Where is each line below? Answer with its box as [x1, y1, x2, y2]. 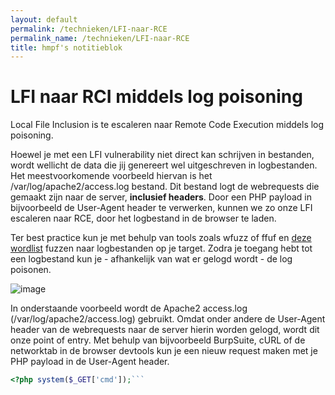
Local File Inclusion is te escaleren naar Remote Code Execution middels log [10, 119, 325, 131]
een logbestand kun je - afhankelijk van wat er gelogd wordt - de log [10, 253, 293, 265]
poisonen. [10, 264, 52, 276]
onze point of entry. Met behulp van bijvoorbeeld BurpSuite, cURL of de [10, 334, 306, 346]
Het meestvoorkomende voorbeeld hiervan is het [10, 170, 213, 182]
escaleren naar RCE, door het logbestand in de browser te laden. [10, 212, 277, 225]
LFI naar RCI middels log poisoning [10, 86, 303, 108]
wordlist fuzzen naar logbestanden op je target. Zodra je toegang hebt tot [10, 242, 313, 255]
